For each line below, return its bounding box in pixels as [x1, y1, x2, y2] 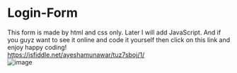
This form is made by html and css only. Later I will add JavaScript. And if [7, 28, 221, 36]
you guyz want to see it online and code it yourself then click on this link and [7, 35, 231, 44]
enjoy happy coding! [7, 43, 67, 51]
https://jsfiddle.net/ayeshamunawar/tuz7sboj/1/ [7, 51, 145, 59]
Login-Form [7, 5, 78, 21]
